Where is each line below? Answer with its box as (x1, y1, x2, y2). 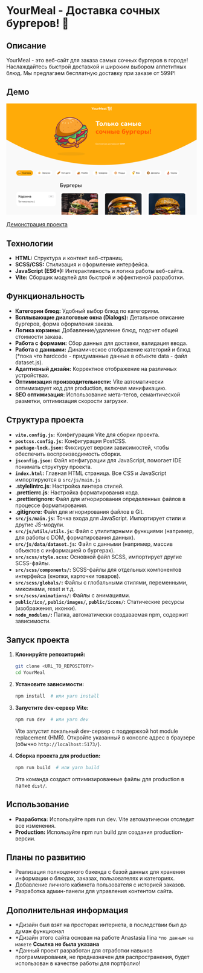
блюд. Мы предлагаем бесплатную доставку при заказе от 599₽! (6, 70, 176, 76)
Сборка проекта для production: (14, 752, 101, 759)
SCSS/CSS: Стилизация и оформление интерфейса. (14, 261, 149, 268)
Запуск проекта (6, 635, 69, 645)
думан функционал (14, 928, 65, 935)
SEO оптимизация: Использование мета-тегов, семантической (14, 391, 181, 398)
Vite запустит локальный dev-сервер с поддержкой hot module (14, 727, 178, 735)
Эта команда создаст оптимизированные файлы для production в (14, 775, 184, 782)
